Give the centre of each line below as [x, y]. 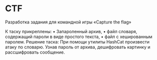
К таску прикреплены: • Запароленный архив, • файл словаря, [71, 31]
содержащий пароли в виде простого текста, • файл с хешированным [79, 37]
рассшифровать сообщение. [35, 52]
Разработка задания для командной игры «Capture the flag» [68, 22]
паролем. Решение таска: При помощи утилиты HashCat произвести [77, 41]
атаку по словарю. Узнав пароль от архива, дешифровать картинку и [78, 47]
